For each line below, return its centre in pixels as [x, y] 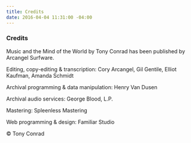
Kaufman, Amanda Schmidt [40, 75]
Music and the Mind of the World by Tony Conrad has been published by [96, 51]
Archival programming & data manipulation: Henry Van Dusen [82, 87]
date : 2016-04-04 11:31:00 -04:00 [49, 17]
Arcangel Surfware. [30, 57]
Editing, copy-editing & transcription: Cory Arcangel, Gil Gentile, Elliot [91, 69]
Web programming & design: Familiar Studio [60, 122]
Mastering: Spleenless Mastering [47, 110]
